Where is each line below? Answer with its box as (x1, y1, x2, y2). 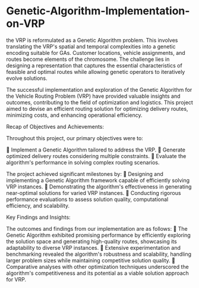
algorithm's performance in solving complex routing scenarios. (6, 159, 160, 166)
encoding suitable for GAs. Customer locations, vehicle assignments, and (6, 49, 185, 56)
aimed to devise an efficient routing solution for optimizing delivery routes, (6, 105, 188, 112)
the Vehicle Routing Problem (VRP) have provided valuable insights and (6, 92, 181, 100)
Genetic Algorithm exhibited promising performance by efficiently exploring (6, 231, 191, 239)
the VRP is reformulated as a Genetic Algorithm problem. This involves (6, 36, 178, 44)
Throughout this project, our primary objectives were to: (6, 134, 144, 141)
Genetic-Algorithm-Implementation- (6, 4, 190, 18)
